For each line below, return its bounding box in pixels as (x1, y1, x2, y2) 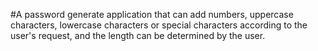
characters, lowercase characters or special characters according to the (10, 19, 308, 31)
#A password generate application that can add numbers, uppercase (10, 9, 294, 20)
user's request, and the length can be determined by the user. (10, 30, 266, 41)
